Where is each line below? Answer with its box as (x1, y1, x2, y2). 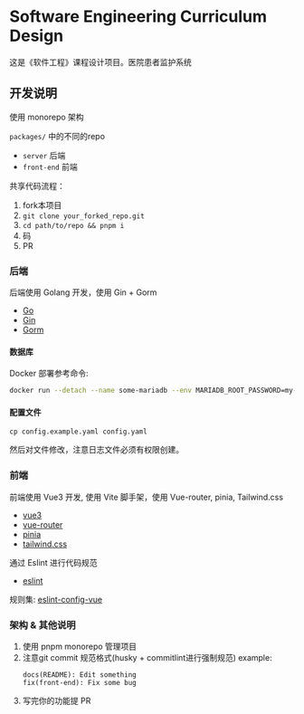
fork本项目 (22, 199, 62, 210)
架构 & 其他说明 (9, 618, 76, 631)
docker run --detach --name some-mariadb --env (9, 386, 193, 395)
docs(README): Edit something (22, 670, 138, 680)
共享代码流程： (9, 180, 65, 191)
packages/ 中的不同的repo (9, 130, 106, 141)
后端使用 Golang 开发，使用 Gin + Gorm (9, 287, 157, 298)
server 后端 (22, 149, 66, 160)
